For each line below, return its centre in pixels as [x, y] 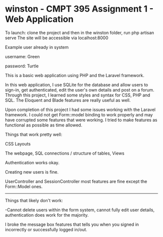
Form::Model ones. [24, 186]
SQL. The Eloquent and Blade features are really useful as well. [68, 100]
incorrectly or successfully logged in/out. [46, 229]
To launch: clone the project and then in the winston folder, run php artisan [80, 32]
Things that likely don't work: [34, 200]
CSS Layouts [18, 143]
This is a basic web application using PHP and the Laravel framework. [75, 75]
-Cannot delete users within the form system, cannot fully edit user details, [80, 210]
